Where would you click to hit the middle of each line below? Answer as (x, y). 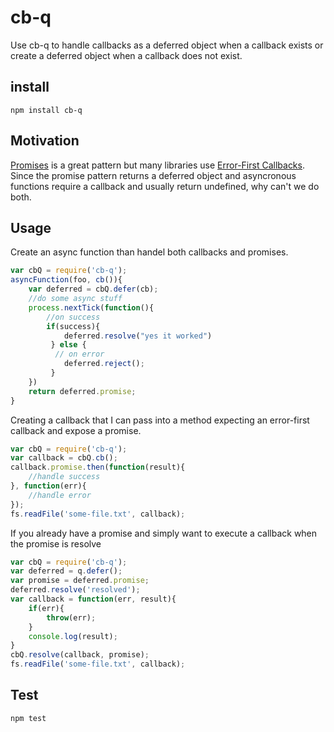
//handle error (60, 495)
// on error (79, 354)
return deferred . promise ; (82, 391)
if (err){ (46, 608)
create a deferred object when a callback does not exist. (126, 55)
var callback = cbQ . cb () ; (64, 458)
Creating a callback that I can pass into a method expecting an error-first (160, 420)
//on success (73, 317)
